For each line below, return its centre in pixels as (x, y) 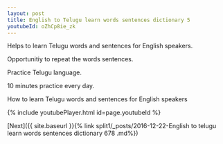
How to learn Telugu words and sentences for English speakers (98, 99)
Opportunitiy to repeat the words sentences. (70, 59)
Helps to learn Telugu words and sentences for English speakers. (100, 46)
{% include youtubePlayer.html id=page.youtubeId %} (84, 113)
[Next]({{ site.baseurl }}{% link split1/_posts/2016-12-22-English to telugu (112, 126)
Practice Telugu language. (44, 72)
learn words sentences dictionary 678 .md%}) (73, 133)
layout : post (26, 13)
